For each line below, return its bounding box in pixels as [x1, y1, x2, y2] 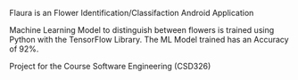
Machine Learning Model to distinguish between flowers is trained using [9, 25, 275, 35]
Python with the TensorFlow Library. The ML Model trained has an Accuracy [9, 35, 289, 44]
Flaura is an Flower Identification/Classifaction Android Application [9, 8, 254, 18]
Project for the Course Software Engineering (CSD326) [9, 61, 211, 71]
